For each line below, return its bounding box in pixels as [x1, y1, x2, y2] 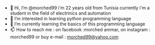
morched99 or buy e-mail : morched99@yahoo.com [10, 34, 119, 40]
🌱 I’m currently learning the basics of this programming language [10, 21, 145, 27]
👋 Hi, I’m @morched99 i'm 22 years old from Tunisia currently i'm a [10, 5, 150, 11]
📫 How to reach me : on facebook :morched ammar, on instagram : [10, 27, 150, 32]
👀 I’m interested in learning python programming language [10, 16, 131, 21]
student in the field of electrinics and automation [10, 10, 111, 16]
